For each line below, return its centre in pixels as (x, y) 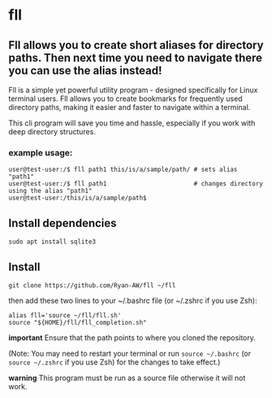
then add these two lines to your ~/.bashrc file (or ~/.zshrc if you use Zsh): (133, 300)
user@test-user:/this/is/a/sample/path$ (78, 198)
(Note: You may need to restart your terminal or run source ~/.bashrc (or (130, 353)
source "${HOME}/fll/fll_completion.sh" (78, 322)
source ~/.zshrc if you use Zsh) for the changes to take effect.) (114, 362)
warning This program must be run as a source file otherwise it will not (127, 378)
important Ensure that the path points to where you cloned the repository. (132, 337)
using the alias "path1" (50, 191)
